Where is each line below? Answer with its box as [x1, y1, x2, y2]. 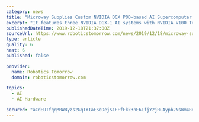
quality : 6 [6, 42, 33, 48]
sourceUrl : [6, 31, 33, 37]
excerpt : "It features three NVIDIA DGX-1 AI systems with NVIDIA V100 [6, 20, 187, 25]
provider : [6, 63, 31, 69]
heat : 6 [6, 47, 25, 53]
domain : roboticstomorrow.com [11, 75, 86, 81]
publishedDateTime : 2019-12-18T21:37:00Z [6, 25, 110, 31]
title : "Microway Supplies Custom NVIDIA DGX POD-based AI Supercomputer [6, 14, 192, 20]
